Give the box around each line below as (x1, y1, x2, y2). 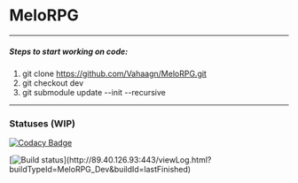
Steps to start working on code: (9, 46, 129, 57)
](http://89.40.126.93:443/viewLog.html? (63, 155, 212, 165)
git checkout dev (21, 77, 84, 88)
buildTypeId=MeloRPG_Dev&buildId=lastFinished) (9, 164, 192, 175)
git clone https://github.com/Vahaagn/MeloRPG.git (21, 68, 207, 79)
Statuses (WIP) (9, 117, 75, 129)
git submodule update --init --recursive (21, 87, 166, 97)
